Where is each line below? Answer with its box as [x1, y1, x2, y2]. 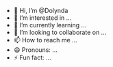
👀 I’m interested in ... [13, 14, 72, 22]
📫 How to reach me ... [13, 36, 77, 44]
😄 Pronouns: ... [13, 46, 58, 54]
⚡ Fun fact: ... [13, 53, 51, 62]
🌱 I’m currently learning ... [13, 21, 87, 29]
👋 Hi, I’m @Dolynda [13, 7, 68, 14]
